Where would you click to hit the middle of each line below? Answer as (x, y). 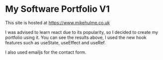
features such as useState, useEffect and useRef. (55, 42)
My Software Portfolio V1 (58, 9)
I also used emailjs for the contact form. (46, 52)
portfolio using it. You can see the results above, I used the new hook (76, 37)
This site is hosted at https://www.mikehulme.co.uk (58, 23)
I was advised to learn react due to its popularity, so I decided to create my (81, 32)
